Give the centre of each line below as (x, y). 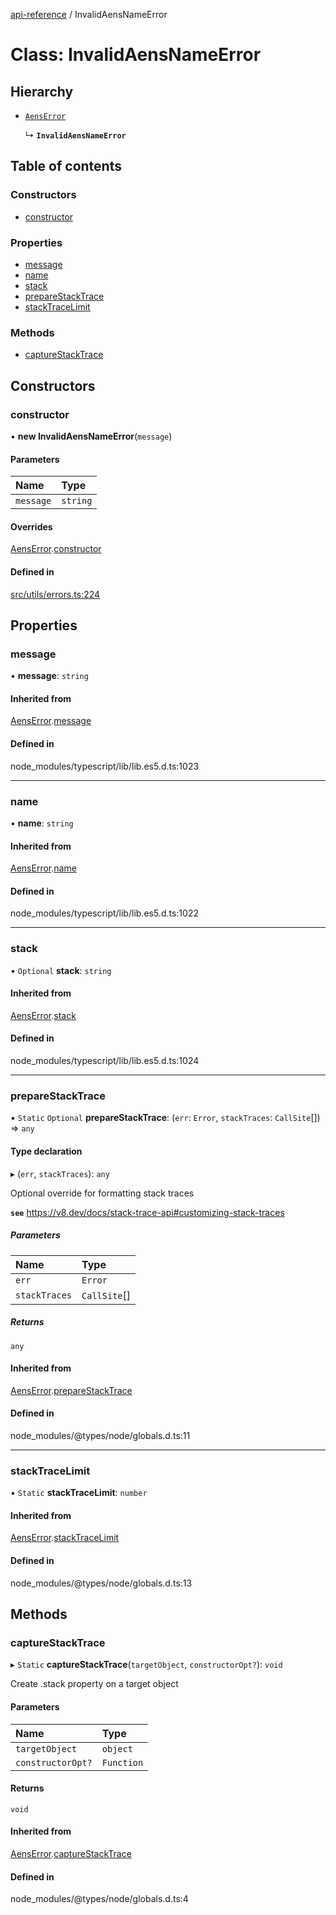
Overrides (31, 526)
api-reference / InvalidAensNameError (89, 14)
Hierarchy (42, 91)
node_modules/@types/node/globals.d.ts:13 (101, 1583)
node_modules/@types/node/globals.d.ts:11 (100, 1435)
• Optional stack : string (61, 970)
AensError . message (51, 721)
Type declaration (46, 1151)
